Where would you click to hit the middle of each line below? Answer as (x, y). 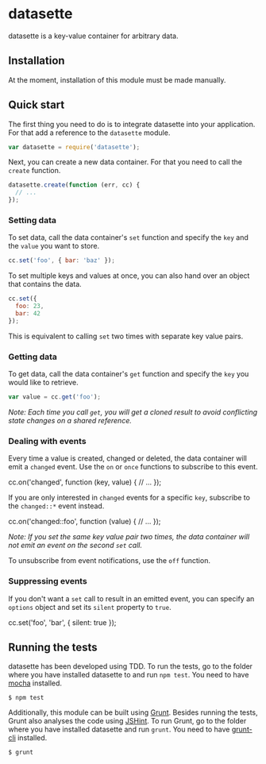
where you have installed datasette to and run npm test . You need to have (129, 675)
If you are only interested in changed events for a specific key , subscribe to (129, 498)
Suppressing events (48, 581)
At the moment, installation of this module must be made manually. (117, 79)
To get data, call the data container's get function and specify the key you (129, 374)
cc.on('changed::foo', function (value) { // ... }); (85, 522)
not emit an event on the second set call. (75, 546)
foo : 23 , (30, 307)
